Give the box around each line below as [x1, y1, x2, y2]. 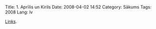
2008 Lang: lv [5, 9, 33, 15]
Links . [5, 19, 17, 24]
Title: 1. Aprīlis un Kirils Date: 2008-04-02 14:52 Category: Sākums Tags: [5, 4, 152, 10]
